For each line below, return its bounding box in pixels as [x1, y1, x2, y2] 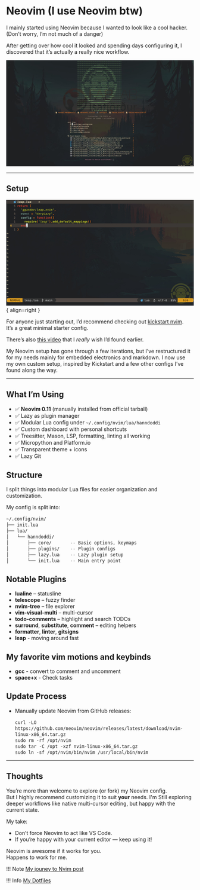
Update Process [6, 692, 67, 702]
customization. [6, 492, 43, 500]
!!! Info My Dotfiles [6, 877, 51, 884]
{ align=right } [6, 306, 40, 313]
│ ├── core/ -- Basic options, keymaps [6, 540, 137, 546]
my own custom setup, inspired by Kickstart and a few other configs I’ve [6, 360, 184, 367]
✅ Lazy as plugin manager [14, 412, 80, 419]
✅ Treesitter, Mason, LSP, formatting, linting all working [14, 432, 151, 439]
